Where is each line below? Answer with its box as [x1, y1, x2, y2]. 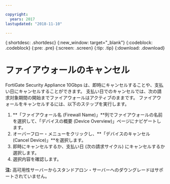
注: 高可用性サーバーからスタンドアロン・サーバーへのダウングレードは [5, 167, 155, 173]
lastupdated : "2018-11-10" [5, 21, 62, 26]
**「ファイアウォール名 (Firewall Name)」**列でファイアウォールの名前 [12, 112, 163, 118]
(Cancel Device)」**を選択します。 [12, 137, 86, 143]
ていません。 [22, 173, 50, 179]
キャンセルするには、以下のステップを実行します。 [22, 101, 129, 107]
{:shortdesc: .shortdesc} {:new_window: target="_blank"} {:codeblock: [5, 40, 153, 46]
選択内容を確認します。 [12, 156, 62, 162]
